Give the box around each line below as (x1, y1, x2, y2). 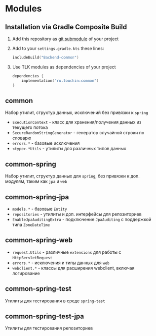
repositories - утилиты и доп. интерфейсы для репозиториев (12, 211, 142, 217)
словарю (12, 135, 32, 141)
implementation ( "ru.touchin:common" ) (21, 78, 99, 83)
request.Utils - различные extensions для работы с (12, 249, 121, 255)
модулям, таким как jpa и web (5, 178, 68, 184)
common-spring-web (5, 236, 73, 244)
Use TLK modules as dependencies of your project (12, 64, 116, 70)
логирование (12, 270, 40, 276)
